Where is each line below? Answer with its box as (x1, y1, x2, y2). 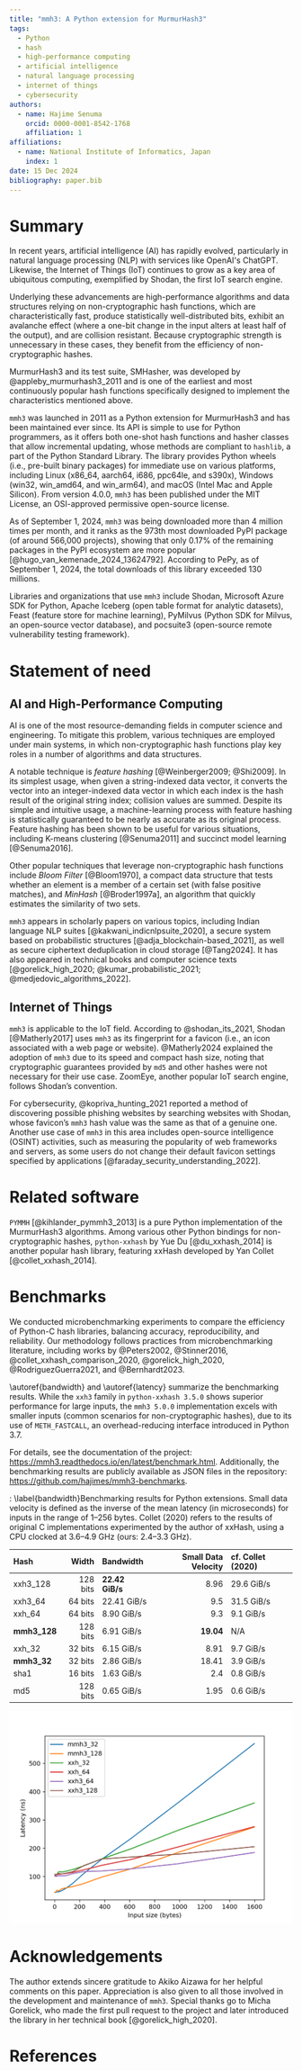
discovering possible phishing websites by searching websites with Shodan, (9, 1108, 291, 1119)
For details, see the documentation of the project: (9, 1447, 192, 1458)
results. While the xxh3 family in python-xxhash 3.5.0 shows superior (9, 1391, 263, 1402)
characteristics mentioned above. (9, 395, 133, 406)
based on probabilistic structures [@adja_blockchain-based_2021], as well (9, 935, 285, 946)
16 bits (68, 1668, 94, 1679)
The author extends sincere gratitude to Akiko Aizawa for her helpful (9, 1976, 263, 1986)
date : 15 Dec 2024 (9, 167, 78, 176)
